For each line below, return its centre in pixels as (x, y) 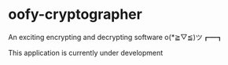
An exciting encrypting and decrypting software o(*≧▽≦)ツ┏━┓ (116, 37)
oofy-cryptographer (75, 14)
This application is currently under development (86, 52)
